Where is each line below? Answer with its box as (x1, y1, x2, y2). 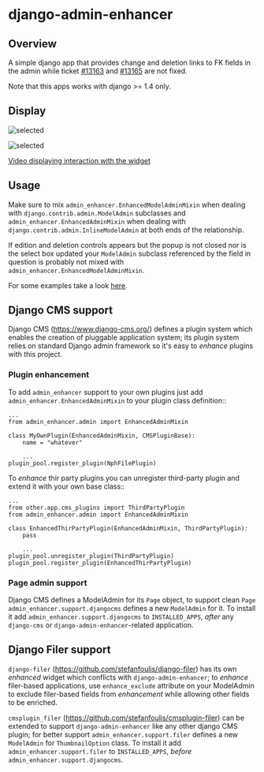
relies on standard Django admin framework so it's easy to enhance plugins (8, 341, 254, 350)
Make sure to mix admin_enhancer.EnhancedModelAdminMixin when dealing (8, 200, 246, 209)
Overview (8, 37, 58, 51)
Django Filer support (8, 643, 111, 657)
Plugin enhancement (8, 369, 90, 380)
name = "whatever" (22, 438, 83, 447)
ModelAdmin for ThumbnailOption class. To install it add (8, 738, 181, 748)
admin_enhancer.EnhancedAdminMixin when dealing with (8, 216, 187, 226)
